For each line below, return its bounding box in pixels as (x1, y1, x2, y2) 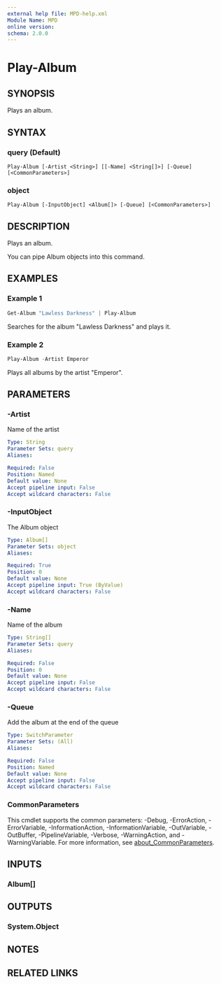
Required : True (7, 562, 52, 569)
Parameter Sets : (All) (7, 739, 73, 746)
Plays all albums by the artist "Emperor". (7, 368, 123, 376)
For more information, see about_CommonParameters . (58, 838, 215, 846)
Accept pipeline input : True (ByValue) (7, 582, 124, 589)
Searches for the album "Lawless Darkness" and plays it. (7, 322, 171, 331)
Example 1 (7, 294, 43, 304)
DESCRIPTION (7, 220, 70, 232)
